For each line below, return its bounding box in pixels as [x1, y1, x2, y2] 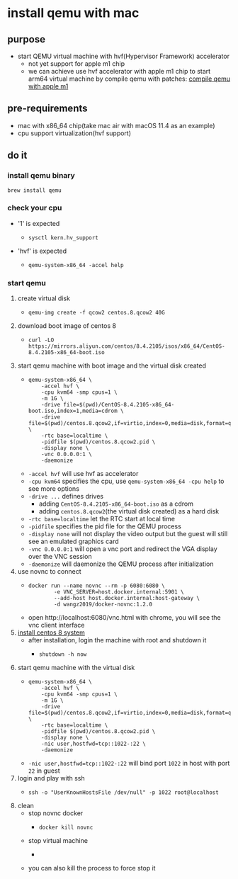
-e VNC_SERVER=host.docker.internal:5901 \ [53, 589, 184, 596]
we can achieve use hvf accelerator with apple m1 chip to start [28, 67, 211, 75]
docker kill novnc [38, 824, 93, 832]
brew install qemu [7, 186, 62, 194]
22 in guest [28, 766, 60, 775]
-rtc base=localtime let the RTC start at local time [28, 515, 176, 523]
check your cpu [7, 203, 62, 213]
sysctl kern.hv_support [28, 234, 99, 242]
